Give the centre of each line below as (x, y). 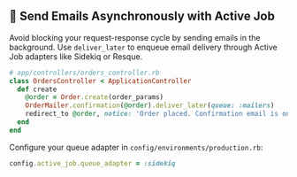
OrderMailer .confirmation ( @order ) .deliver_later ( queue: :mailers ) (150, 106)
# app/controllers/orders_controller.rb (85, 73)
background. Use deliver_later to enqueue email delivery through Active (143, 47)
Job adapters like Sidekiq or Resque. (76, 56)
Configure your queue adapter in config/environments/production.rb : (136, 147)
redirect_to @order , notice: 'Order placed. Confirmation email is (152, 114)
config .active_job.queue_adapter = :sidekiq (92, 163)
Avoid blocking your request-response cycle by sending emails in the (135, 37)
